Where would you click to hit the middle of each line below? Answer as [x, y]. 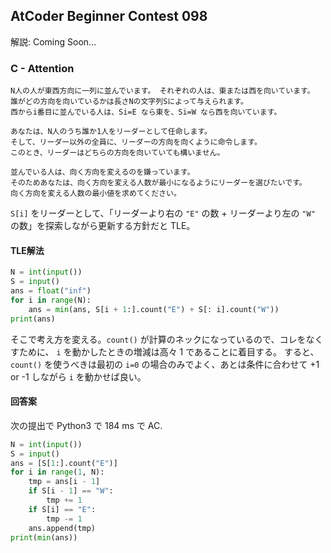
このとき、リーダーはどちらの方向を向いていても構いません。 [117, 153]
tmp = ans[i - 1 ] [64, 482]
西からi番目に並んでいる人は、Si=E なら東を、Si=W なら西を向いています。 [146, 112]
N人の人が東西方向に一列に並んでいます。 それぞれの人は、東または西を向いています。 [162, 91]
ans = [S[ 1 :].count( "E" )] [64, 463]
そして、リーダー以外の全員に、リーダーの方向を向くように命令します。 [136, 142]
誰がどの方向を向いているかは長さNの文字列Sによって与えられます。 [129, 102]
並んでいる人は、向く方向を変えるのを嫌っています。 [102, 172]
